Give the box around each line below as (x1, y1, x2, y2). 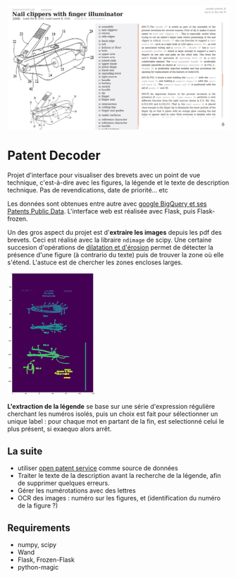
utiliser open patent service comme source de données (17, 464, 178, 472)
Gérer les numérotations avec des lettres (17, 486, 136, 495)
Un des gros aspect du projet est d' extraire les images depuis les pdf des (7, 228, 222, 236)
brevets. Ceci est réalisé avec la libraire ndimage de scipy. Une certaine (7, 235, 212, 244)
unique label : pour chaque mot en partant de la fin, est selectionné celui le (7, 417, 225, 426)
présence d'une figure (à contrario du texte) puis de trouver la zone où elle (7, 250, 224, 259)
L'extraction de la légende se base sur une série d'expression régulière (7, 402, 216, 411)
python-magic (17, 563, 59, 572)
